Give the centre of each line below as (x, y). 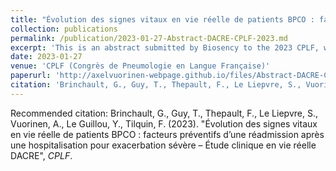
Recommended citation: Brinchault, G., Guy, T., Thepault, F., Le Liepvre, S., (164, 113)
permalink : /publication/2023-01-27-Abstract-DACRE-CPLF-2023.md (149, 38)
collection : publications (64, 29)
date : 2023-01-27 (46, 57)
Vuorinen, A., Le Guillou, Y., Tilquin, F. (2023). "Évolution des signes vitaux (164, 123)
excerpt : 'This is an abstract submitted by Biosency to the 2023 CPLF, (165, 47)
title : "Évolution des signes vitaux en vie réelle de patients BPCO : (162, 19)
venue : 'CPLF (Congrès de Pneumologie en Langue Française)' (140, 66)
